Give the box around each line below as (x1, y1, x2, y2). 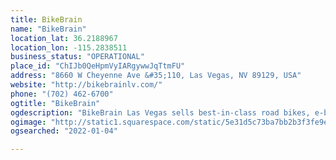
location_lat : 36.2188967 (10, 33, 118, 43)
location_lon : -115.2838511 (10, 42, 128, 53)
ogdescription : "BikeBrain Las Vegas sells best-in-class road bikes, (10, 107, 311, 118)
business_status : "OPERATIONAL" (10, 52, 145, 62)
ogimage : (10, 117, 47, 127)
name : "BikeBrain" (10, 24, 87, 34)
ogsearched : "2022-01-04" (10, 126, 118, 136)
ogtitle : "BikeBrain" (10, 98, 101, 108)
